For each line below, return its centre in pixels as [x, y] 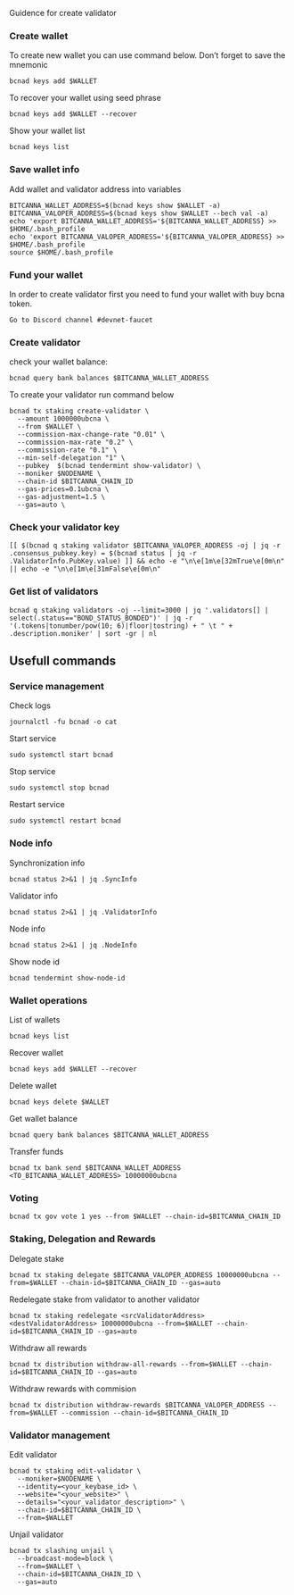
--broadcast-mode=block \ [65, 1558]
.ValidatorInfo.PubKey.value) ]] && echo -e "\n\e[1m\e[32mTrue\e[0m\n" [147, 562]
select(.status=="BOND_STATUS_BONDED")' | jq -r [101, 618]
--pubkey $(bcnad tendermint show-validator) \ [109, 466]
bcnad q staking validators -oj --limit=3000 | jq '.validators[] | [139, 610]
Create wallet [39, 36]
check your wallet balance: [59, 362]
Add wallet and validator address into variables [95, 189]
